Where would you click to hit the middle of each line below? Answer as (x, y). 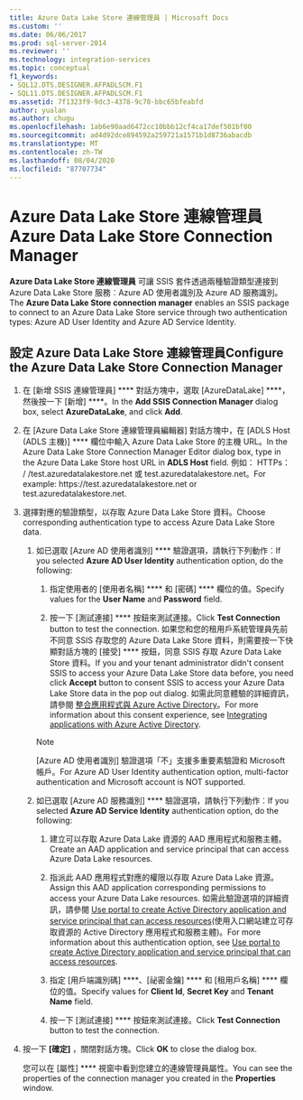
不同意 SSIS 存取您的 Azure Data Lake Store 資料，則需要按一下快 (171, 640)
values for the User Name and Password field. (136, 599)
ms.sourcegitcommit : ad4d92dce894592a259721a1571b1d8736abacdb (131, 135)
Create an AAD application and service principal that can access (169, 849)
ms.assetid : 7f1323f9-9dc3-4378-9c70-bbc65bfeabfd (106, 102)
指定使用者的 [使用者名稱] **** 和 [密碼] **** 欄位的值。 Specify (167, 589)
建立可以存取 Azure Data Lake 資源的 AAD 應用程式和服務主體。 (168, 839)
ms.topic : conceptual (50, 69)
